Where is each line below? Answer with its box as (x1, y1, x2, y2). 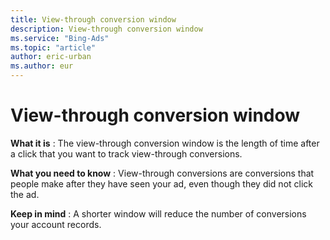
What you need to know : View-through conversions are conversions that (10, 167, 315, 179)
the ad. (10, 188, 40, 200)
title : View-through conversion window (10, 14, 177, 25)
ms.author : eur (10, 61, 74, 71)
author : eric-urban (10, 52, 92, 62)
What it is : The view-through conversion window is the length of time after (10, 137, 320, 149)
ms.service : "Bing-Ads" (10, 33, 110, 43)
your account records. (10, 218, 102, 230)
